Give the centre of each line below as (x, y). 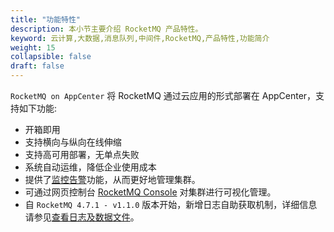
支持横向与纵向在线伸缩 (73, 142)
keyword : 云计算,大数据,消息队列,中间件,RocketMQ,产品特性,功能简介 (140, 38)
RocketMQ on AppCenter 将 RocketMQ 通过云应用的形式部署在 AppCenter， (163, 95)
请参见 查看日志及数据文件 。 (82, 217)
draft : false (37, 66)
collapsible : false (51, 57)
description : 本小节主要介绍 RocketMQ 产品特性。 (106, 29)
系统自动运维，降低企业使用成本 (90, 167)
